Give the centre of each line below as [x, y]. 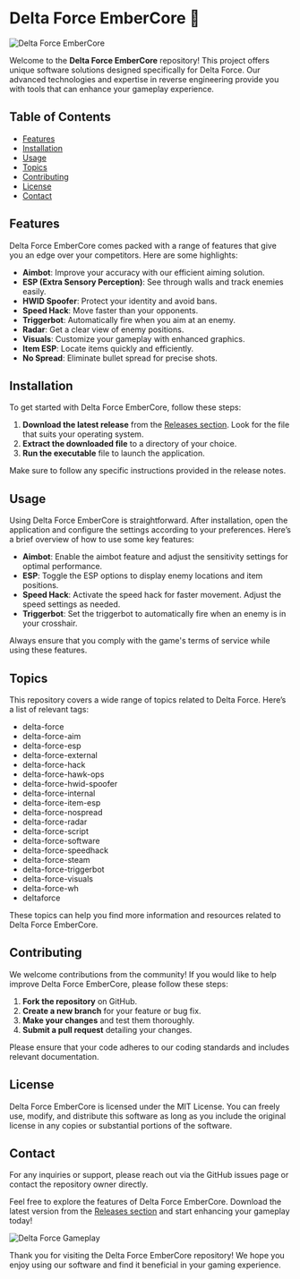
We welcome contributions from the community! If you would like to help [143, 974]
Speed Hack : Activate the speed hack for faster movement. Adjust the [152, 595]
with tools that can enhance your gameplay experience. [112, 89]
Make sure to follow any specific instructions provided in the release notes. [148, 471]
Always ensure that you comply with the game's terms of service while [140, 641]
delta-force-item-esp [61, 803]
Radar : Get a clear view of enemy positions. [103, 329]
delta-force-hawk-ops [63, 774]
